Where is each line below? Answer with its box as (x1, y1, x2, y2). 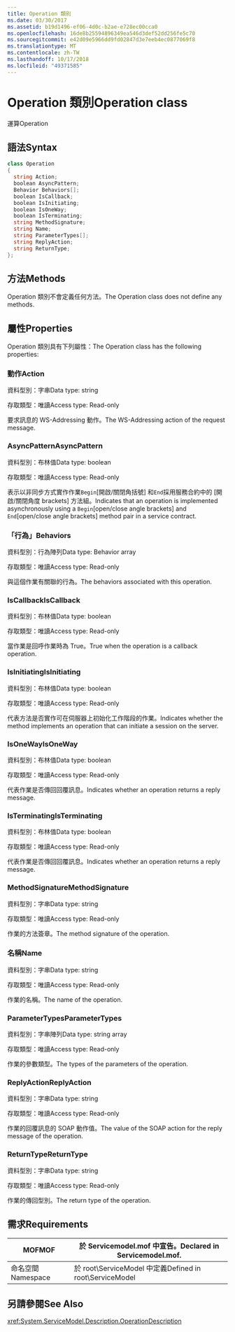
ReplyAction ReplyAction (7, 1078, 92, 1088)
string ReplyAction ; (13, 239, 73, 246)
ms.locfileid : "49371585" (7, 62, 83, 69)
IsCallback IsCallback (7, 595, 80, 605)
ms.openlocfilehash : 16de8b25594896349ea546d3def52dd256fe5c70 (7, 29, 196, 37)
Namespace (10, 1273, 51, 1282)
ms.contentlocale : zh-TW (7, 50, 80, 57)
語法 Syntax (7, 141, 57, 153)
